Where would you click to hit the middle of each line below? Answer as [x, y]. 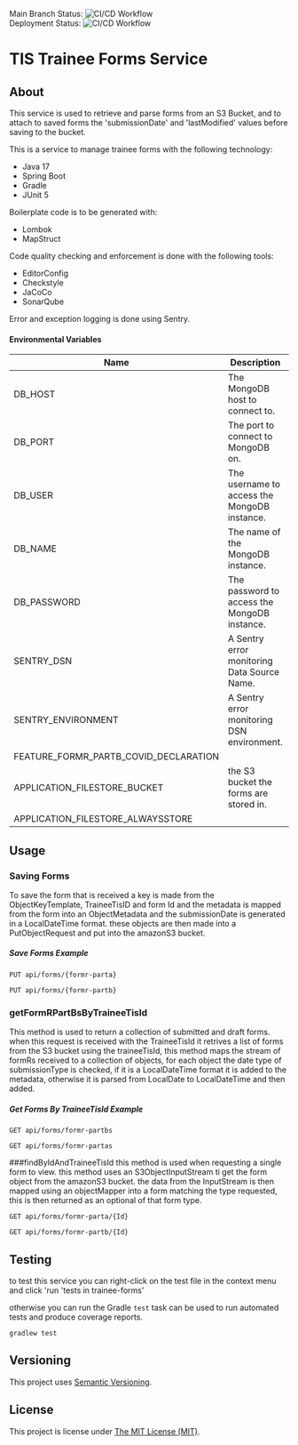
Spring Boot [44, 176]
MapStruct [41, 239]
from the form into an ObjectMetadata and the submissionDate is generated [147, 914]
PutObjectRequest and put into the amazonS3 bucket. [107, 933]
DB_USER [33, 495]
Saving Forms [39, 876]
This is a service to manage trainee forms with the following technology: [141, 149]
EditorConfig [45, 273]
